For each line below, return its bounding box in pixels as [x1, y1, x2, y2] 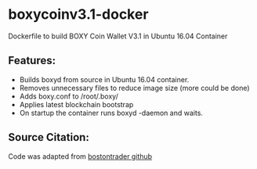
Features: [8, 54, 56, 67]
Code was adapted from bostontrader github [8, 151, 153, 161]
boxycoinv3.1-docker [8, 5, 149, 23]
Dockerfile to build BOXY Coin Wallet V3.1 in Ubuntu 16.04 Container [8, 31, 228, 41]
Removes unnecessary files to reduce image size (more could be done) [19, 83, 250, 92]
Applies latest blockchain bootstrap [19, 99, 134, 109]
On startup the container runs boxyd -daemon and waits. [19, 108, 204, 117]
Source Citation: [8, 131, 90, 144]
